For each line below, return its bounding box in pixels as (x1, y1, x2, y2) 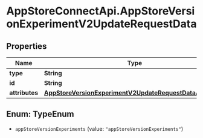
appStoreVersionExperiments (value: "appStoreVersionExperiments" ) (14, 125, 184, 132)
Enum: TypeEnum (6, 109, 74, 119)
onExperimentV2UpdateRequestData (6, 17, 197, 31)
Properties (6, 41, 47, 51)
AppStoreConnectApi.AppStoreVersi (6, 4, 195, 18)
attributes (9, 89, 38, 97)
